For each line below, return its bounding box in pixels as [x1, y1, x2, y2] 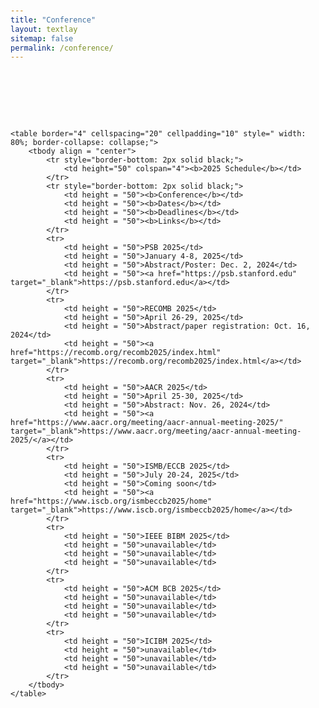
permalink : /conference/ [10, 43, 114, 53]
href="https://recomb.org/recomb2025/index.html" [10, 348, 222, 358]
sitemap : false [10, 33, 74, 44]
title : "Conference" [10, 15, 97, 25]
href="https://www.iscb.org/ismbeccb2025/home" [10, 496, 213, 507]
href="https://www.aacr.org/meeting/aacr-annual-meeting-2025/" [10, 418, 284, 428]
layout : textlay [10, 24, 78, 34]
